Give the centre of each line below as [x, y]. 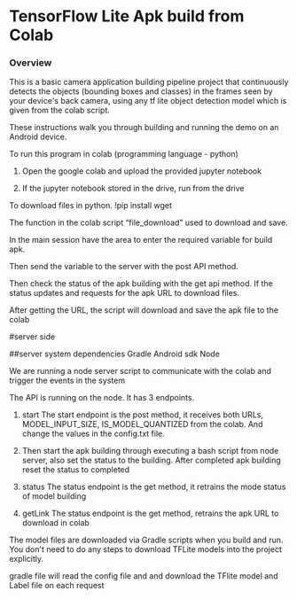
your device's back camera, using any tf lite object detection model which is [148, 101]
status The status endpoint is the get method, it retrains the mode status [154, 487]
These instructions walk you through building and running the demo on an [144, 128]
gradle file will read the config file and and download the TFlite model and [144, 576]
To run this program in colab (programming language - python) [124, 154]
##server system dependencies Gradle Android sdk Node [114, 354]
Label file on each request [57, 586]
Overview [31, 63]
